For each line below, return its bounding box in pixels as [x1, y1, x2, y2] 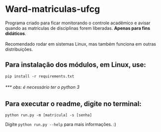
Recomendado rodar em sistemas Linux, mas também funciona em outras [5, 41, 157, 47]
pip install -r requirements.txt [5, 73, 75, 79]
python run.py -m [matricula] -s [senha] [5, 113, 92, 118]
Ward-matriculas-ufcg [5, 3, 100, 15]
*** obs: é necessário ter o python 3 [5, 84, 80, 90]
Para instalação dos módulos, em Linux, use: [5, 61, 147, 69]
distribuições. [5, 46, 33, 52]
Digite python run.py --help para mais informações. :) [5, 122, 117, 128]
